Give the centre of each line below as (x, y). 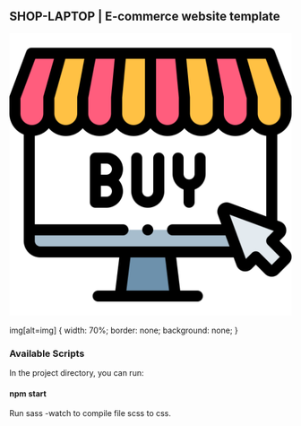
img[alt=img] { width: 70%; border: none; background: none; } (124, 330)
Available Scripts (47, 353)
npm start (28, 393)
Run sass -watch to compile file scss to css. (90, 413)
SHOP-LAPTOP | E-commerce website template (145, 17)
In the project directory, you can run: (77, 373)
